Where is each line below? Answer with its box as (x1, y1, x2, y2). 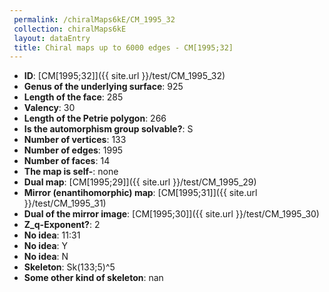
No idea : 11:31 (23, 229, 81, 241)
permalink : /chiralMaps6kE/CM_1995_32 (13, 14, 176, 25)
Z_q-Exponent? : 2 (23, 219, 101, 231)
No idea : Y (23, 240, 69, 252)
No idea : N (23, 251, 69, 263)
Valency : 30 (23, 102, 76, 114)
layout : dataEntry (13, 33, 91, 43)
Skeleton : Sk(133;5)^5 (23, 261, 116, 273)
